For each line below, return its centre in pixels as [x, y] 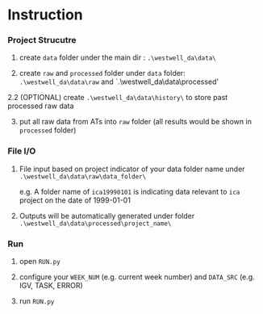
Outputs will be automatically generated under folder [107, 216]
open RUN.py [40, 262]
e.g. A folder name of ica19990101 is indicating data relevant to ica [129, 191]
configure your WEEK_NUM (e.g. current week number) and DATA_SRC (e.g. [137, 277]
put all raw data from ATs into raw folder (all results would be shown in [135, 122]
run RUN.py [37, 301]
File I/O [22, 151]
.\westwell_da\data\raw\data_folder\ [83, 176]
